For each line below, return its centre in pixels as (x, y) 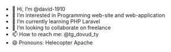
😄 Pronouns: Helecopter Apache (52, 43)
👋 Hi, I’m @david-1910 (38, 9)
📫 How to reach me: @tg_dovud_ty (55, 34)
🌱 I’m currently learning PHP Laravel (56, 21)
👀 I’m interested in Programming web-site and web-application (88, 15)
